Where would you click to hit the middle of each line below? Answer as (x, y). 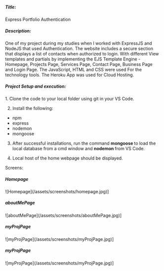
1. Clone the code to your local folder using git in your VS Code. (70, 99)
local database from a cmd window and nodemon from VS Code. (78, 148)
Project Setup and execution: (36, 86)
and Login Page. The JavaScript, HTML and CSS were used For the (74, 69)
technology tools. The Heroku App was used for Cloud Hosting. (70, 75)
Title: (11, 7)
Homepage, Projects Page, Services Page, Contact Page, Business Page (79, 64)
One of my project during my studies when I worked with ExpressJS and (79, 43)
